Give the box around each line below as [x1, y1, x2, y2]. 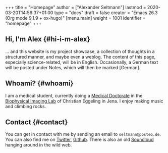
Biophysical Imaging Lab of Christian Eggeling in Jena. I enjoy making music [5, 98, 163, 104]
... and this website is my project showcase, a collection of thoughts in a [5, 48, 155, 55]
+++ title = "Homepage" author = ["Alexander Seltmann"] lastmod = [5, 5, 146, 10]
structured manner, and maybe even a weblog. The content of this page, [5, 54, 156, 60]
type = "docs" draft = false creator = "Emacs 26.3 [54, 10, 158, 16]
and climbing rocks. [5, 103, 46, 109]
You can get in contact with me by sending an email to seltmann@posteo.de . [5, 131, 161, 137]
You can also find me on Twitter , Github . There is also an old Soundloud [5, 136, 154, 143]
